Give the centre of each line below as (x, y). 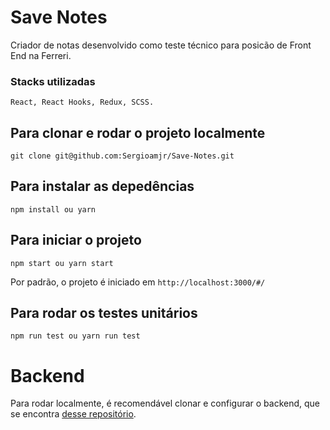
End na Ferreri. (41, 55)
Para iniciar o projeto (76, 240)
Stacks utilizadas (53, 81)
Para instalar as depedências (102, 186)
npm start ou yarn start (62, 263)
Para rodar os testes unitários (104, 313)
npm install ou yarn (53, 209)
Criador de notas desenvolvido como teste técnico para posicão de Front (161, 45)
